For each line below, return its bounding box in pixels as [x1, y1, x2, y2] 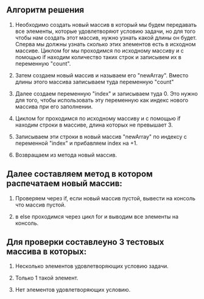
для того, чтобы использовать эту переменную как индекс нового [15, 96, 189, 104]
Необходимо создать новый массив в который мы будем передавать [15, 21, 197, 28]
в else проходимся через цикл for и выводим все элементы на [15, 213, 178, 220]
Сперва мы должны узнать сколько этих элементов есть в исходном [15, 40, 196, 47]
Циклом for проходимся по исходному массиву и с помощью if [15, 114, 181, 122]
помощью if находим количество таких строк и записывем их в [15, 53, 181, 60]
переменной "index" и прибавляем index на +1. [15, 139, 138, 147]
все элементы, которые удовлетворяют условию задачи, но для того [15, 27, 196, 35]
